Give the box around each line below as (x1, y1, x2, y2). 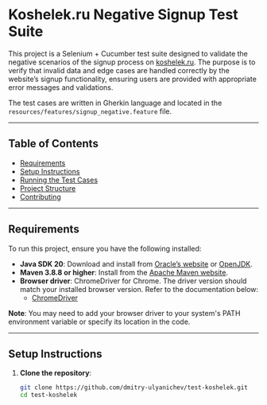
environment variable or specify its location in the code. (8, 317, 191, 326)
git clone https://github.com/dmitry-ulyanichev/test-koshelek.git (19, 384, 248, 391)
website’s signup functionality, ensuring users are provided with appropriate (8, 74, 257, 84)
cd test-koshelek (19, 391, 78, 399)
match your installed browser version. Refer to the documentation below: (19, 284, 259, 294)
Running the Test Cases (19, 175, 98, 185)
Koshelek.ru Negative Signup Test (8, 6, 238, 24)
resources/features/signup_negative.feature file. (8, 106, 172, 116)
